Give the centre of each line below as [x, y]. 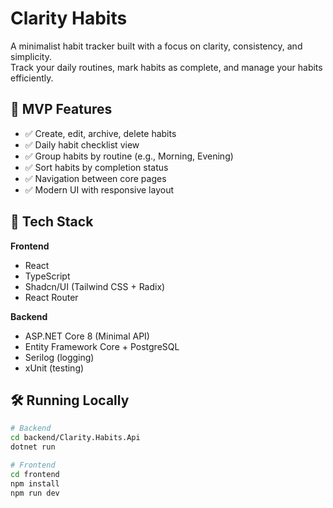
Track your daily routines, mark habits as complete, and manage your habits [166, 67]
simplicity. [31, 56]
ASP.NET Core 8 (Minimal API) [87, 336]
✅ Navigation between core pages [95, 178]
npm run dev [35, 493]
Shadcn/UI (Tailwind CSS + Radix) [95, 286]
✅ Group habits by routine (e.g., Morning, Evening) [129, 156]
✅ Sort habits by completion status [96, 167]
